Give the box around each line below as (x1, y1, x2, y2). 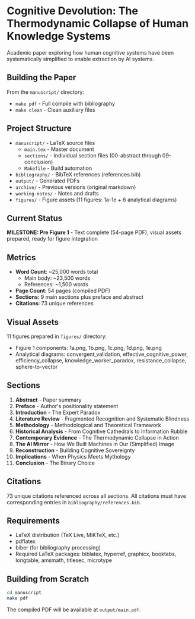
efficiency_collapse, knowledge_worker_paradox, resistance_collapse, (15, 357, 187, 364)
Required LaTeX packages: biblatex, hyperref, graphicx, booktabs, (15, 551, 177, 558)
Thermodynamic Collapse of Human (7, 17, 189, 30)
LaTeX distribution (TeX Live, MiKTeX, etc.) (15, 532, 120, 539)
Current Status (7, 213, 63, 223)
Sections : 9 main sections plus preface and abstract (15, 293, 144, 301)
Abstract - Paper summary (15, 396, 82, 403)
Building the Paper (7, 72, 76, 83)
